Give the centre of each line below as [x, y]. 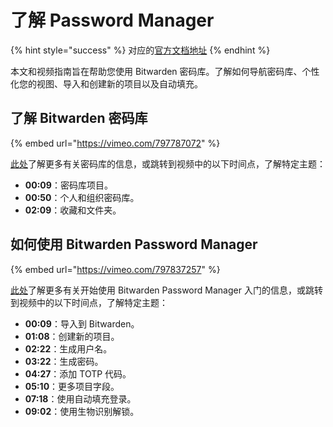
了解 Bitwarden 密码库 [79, 118]
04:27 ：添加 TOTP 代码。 [78, 373]
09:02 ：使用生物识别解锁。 [82, 411]
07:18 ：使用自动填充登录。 [80, 398]
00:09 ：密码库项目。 [68, 185]
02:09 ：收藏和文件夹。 [73, 210]
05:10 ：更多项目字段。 [72, 386]
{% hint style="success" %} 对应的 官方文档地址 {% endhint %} [140, 50]
